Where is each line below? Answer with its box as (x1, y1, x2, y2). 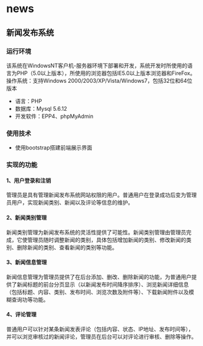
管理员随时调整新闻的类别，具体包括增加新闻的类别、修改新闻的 (27, 236, 186, 243)
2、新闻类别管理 (6, 214, 47, 221)
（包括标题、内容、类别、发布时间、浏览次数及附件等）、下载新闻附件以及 (6, 288, 189, 295)
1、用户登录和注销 (6, 177, 51, 184)
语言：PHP (14, 97, 42, 105)
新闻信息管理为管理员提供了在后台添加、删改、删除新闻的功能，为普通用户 (6, 273, 192, 280)
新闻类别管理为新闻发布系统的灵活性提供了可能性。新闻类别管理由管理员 (6, 229, 186, 236)
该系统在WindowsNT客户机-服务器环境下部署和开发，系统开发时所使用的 (6, 62, 188, 69)
